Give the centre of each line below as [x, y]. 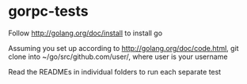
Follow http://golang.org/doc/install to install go [85, 33]
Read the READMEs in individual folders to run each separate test [115, 71]
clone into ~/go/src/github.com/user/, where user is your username [118, 57]
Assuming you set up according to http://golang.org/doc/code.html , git [123, 48]
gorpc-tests [48, 11]
